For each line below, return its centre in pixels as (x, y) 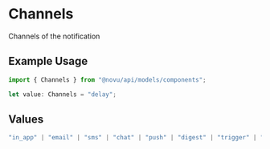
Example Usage (48, 61)
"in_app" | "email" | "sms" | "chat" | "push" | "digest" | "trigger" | (133, 138)
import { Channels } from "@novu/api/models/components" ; (107, 80)
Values (26, 119)
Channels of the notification (54, 36)
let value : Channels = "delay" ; (62, 94)
